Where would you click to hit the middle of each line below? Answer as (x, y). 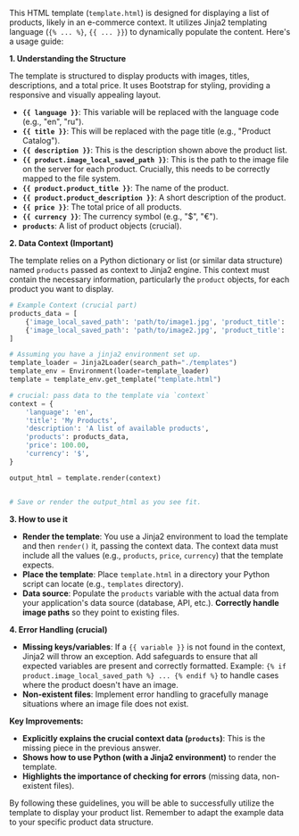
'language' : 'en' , (59, 412)
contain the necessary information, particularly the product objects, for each (149, 279)
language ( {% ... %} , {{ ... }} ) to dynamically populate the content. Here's (150, 32)
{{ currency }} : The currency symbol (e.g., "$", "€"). (120, 216)
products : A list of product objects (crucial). (102, 226)
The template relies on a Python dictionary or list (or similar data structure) (146, 261)
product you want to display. (62, 289)
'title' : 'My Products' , (71, 420)
